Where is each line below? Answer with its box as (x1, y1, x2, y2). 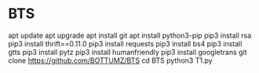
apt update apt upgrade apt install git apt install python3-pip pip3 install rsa (8, 31, 252, 40)
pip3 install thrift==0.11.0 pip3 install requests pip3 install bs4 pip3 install (8, 38, 243, 48)
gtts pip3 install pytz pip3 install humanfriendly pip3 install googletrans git (8, 47, 247, 57)
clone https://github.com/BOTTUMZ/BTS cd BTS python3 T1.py (8, 56, 213, 65)
